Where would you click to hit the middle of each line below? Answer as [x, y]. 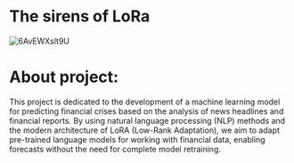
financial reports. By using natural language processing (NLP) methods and [147, 120]
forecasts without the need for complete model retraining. [115, 149]
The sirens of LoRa [80, 16]
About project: [64, 77]
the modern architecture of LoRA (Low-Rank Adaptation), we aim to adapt [145, 130]
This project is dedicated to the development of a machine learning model [145, 102]
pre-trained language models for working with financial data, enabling [137, 139]
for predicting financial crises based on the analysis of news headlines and [147, 111]
